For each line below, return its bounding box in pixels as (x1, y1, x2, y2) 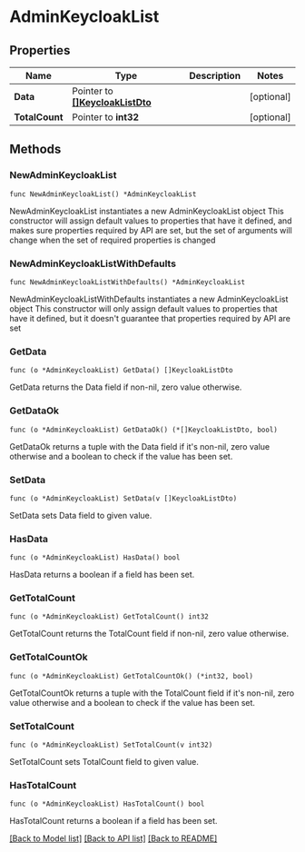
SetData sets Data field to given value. (9, 510, 152, 520)
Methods (9, 142, 62, 157)
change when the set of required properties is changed (9, 234, 216, 245)
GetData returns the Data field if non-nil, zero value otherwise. (9, 381, 242, 392)
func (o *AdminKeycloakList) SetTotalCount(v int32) (9, 740, 213, 750)
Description (189, 70, 241, 82)
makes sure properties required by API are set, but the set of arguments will (9, 224, 292, 235)
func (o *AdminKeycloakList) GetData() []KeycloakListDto (9, 366, 233, 375)
